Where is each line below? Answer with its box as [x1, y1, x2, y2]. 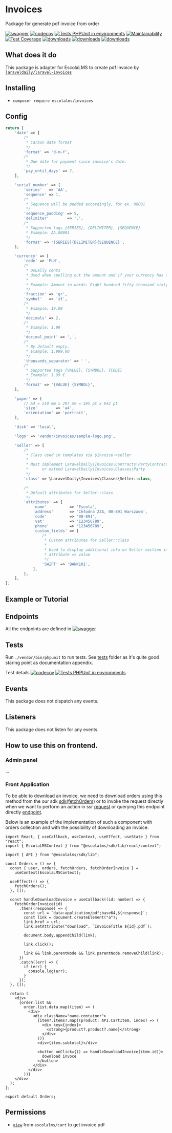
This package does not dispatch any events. [5, 698, 99, 704]
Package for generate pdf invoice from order [5, 20, 100, 27]
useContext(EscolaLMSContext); [14, 870, 81, 875]
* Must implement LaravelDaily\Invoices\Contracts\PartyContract [26, 462, 168, 467]
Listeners [5, 713, 36, 721]
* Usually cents [26, 268, 60, 273]
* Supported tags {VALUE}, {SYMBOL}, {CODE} [26, 368, 123, 373]
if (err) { [24, 964, 47, 969]
